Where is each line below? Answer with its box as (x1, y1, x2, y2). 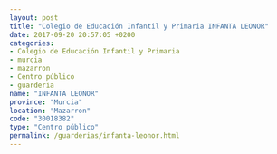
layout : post (9, 13, 59, 23)
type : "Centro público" (9, 123, 100, 132)
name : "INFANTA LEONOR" (9, 89, 100, 98)
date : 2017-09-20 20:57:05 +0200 (9, 30, 136, 39)
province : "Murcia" (9, 97, 83, 107)
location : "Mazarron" (9, 106, 91, 115)
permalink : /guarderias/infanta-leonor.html (9, 131, 180, 140)
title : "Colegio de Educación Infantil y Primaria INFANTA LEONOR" (9, 22, 270, 31)
